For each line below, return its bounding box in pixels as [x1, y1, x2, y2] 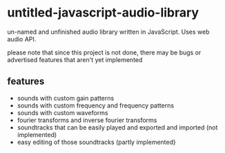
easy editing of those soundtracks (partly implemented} [17, 138, 176, 146]
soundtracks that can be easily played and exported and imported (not [17, 123, 218, 132]
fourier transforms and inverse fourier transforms [17, 116, 157, 124]
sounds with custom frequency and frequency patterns [17, 101, 175, 110]
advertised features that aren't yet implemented [7, 55, 143, 63]
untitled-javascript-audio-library [7, 5, 199, 21]
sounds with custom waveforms [17, 108, 108, 116]
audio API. [7, 34, 37, 43]
